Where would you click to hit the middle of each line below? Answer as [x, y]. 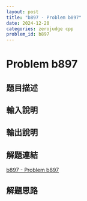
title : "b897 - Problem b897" [44, 18]
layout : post [22, 12]
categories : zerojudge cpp [40, 29]
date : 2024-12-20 [28, 23]
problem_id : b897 [28, 34]
